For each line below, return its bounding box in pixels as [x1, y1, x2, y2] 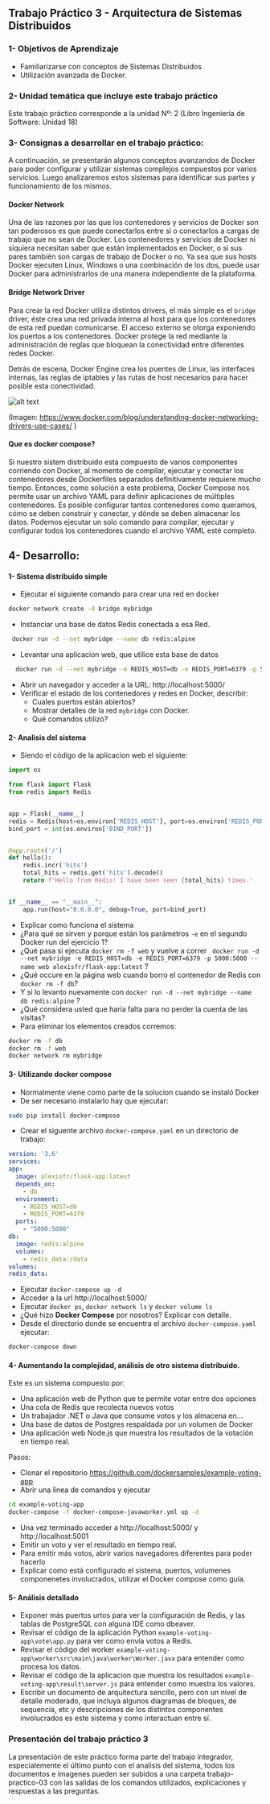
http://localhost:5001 [19, 1532, 89, 1541]
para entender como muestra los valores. [119, 1679, 256, 1689]
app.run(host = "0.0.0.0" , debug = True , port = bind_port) [22, 905, 207, 913]
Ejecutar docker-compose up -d [19, 1285, 122, 1295]
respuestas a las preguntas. [8, 1785, 100, 1796]
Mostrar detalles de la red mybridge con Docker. [31, 705, 190, 716]
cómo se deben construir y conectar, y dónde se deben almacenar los [8, 508, 241, 518]
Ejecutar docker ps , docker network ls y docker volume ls [19, 1302, 213, 1311]
